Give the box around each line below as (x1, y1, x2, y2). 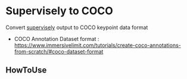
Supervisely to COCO (5, 4, 114, 18)
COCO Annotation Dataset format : (14, 35, 99, 42)
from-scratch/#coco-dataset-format (14, 48, 104, 55)
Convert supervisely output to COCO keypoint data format (5, 24, 148, 31)
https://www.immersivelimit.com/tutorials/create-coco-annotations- (14, 42, 181, 49)
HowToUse (5, 65, 47, 75)
